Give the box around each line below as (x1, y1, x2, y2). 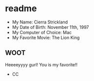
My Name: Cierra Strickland (12, 19, 68, 25)
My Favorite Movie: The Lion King (12, 35, 80, 40)
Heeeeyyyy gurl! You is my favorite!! (5, 61, 78, 67)
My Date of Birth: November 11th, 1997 (12, 24, 89, 30)
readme (5, 3, 37, 14)
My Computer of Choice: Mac (12, 29, 72, 35)
